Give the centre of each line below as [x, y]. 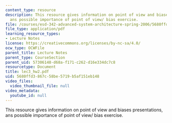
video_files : [19, 81]
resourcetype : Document [31, 67]
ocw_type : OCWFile [25, 48]
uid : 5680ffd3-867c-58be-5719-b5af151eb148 [52, 77]
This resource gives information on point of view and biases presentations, [84, 110]
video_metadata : [23, 91]
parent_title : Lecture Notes [36, 53]
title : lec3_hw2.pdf [27, 72]
